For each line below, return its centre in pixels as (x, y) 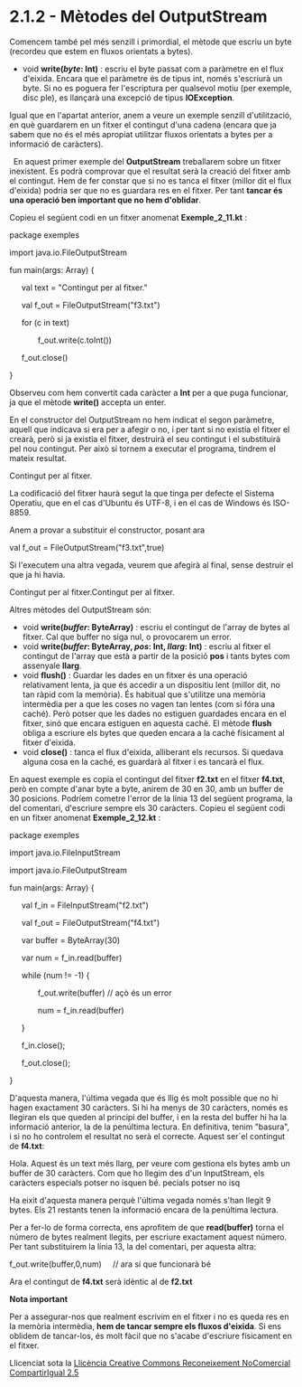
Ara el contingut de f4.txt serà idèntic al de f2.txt (101, 1281)
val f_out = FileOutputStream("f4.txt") (91, 922)
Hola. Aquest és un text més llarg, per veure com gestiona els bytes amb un (150, 1163)
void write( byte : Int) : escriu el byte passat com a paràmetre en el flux (153, 69)
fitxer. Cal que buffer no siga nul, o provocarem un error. (127, 637)
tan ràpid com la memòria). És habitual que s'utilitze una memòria (144, 694)
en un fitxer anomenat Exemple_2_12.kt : (85, 817)
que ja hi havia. (37, 574)
